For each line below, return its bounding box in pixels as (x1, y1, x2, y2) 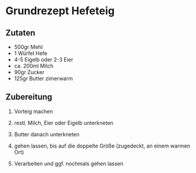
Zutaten (5, 28, 36, 38)
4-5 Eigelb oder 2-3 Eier (14, 56, 73, 63)
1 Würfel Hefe (14, 50, 48, 57)
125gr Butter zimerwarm (14, 75, 73, 82)
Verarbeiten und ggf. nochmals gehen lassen (14, 160, 123, 167)
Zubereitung (5, 92, 53, 102)
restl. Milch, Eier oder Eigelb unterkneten (14, 119, 113, 126)
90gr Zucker (14, 69, 45, 75)
